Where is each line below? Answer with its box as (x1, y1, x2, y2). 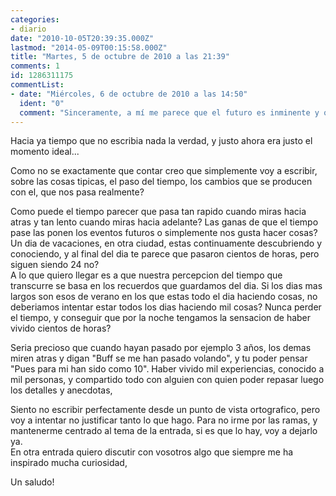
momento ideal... (10, 146, 80, 158)
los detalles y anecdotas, (10, 384, 113, 396)
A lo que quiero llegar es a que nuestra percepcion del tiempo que (10, 269, 283, 281)
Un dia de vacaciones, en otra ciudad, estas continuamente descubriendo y (10, 237, 323, 250)
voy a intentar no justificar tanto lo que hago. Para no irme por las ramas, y (10, 414, 318, 426)
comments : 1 (10, 61, 60, 71)
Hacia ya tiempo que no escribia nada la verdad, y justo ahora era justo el (10, 135, 313, 147)
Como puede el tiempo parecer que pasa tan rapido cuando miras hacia (10, 206, 307, 218)
